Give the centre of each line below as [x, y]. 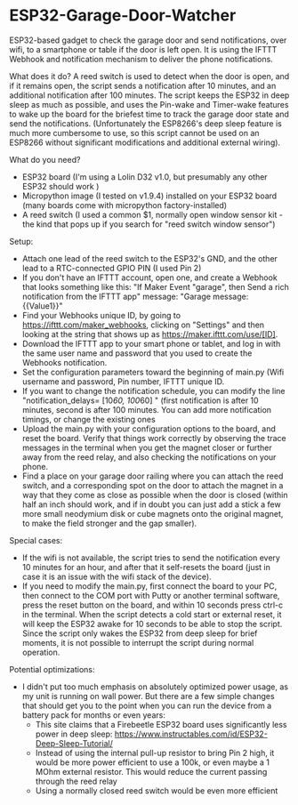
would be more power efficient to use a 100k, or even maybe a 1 [152, 762]
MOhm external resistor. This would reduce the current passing [151, 771]
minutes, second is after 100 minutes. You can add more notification [147, 409]
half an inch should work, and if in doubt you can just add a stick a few [152, 504]
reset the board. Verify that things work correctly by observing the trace [154, 438]
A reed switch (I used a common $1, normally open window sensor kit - [152, 214]
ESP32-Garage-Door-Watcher [123, 16]
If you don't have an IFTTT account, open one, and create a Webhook [149, 278]
